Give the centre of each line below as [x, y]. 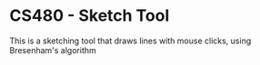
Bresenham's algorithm [53, 50]
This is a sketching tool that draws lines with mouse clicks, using [130, 41]
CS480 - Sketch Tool [90, 16]
